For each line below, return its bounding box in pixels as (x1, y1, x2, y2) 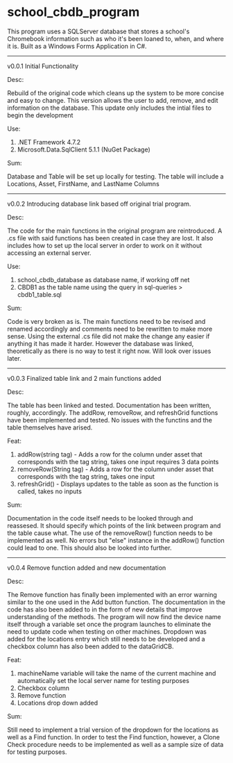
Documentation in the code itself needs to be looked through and (7, 514, 193, 522)
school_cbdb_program (7, 4, 140, 20)
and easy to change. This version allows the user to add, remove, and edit (7, 96, 218, 104)
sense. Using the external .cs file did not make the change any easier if (7, 331, 210, 341)
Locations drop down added (17, 698, 98, 707)
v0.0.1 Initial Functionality (7, 62, 78, 70)
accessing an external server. (7, 248, 92, 257)
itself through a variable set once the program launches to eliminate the (7, 620, 212, 628)
